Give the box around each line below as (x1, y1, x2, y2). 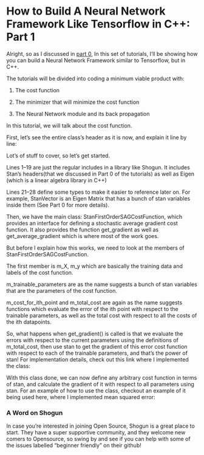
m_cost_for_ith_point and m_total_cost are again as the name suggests (6, 299, 183, 306)
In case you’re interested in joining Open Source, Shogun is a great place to (6, 422, 195, 429)
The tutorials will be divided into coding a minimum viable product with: (6, 75, 185, 82)
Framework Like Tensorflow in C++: (6, 17, 190, 31)
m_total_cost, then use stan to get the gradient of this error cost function (6, 343, 188, 350)
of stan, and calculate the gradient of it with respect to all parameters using (6, 380, 194, 388)
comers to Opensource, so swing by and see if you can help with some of (6, 436, 191, 443)
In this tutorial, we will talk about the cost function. (6, 121, 132, 129)
